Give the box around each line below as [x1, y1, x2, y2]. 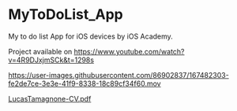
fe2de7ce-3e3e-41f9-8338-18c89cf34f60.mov [8, 79, 161, 88]
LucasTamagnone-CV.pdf [8, 94, 92, 103]
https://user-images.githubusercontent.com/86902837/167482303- [8, 70, 229, 80]
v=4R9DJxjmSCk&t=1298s [8, 55, 95, 65]
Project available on [8, 46, 73, 56]
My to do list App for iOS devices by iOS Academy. [8, 31, 174, 41]
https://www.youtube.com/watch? [73, 46, 185, 56]
